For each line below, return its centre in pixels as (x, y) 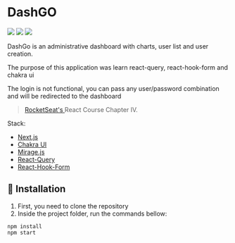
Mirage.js (31, 151)
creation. (20, 54)
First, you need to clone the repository (73, 206)
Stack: (17, 123)
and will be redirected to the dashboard (64, 96)
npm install (25, 226)
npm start (22, 232)
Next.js (28, 137)
